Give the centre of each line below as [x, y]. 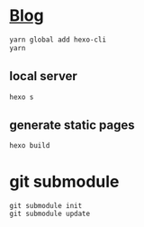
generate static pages [72, 125]
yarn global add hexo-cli [58, 40]
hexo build [30, 146]
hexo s [22, 97]
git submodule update [50, 213]
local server [44, 76]
